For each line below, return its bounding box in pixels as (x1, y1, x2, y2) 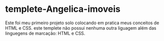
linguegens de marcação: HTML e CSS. (5, 30, 85, 36)
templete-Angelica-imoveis (5, 3, 121, 15)
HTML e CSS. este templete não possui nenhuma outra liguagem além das (5, 25, 157, 31)
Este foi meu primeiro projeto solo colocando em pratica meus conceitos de (5, 20, 160, 26)
